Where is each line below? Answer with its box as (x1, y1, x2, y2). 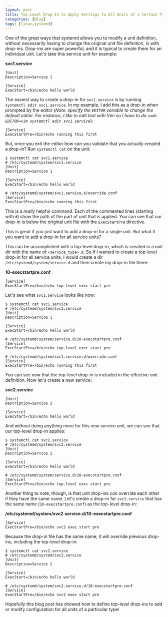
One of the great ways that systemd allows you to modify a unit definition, (5, 35, 157, 41)
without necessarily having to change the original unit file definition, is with (5, 41, 159, 47)
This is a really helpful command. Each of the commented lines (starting (5, 208, 153, 214)
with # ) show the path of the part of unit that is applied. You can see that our (5, 214, 162, 220)
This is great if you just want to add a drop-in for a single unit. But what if (5, 229, 156, 235)
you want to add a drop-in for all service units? (5, 234, 101, 240)
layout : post (5, 7, 32, 13)
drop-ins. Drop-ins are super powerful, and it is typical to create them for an (5, 46, 162, 52)
